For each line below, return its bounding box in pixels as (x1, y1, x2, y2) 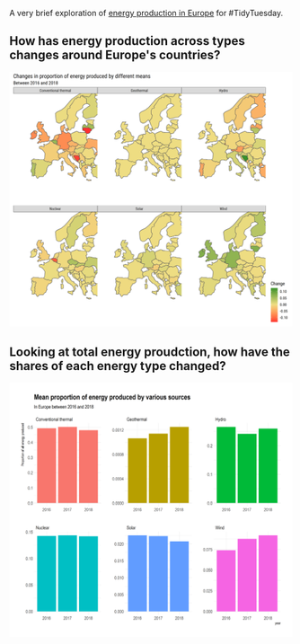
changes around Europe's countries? (9, 48, 221, 63)
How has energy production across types (9, 33, 245, 49)
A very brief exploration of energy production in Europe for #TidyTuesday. (9, 8, 284, 18)
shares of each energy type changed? (9, 358, 226, 374)
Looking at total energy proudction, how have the (9, 344, 290, 359)
